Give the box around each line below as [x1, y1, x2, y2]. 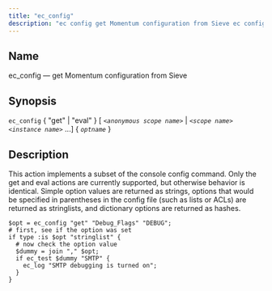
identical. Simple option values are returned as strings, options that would [8, 186, 254, 196]
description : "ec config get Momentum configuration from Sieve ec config [8, 19, 266, 27]
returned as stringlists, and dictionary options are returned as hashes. [8, 203, 241, 213]
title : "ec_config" [8, 11, 74, 20]
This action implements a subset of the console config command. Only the [8, 169, 257, 179]
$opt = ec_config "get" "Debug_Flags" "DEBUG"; [8, 219, 172, 227]
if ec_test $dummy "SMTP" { [15, 254, 111, 263]
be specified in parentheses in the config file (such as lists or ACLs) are [8, 195, 247, 205]
